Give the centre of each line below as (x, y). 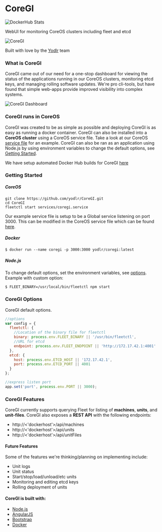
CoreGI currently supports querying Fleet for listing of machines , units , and (81, 410)
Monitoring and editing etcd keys (45, 482)
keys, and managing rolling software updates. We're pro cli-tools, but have (80, 84)
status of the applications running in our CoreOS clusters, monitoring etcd (79, 79)
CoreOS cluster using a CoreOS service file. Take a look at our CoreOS (76, 138)
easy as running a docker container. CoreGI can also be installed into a (76, 132)
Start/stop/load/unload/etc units (44, 477)
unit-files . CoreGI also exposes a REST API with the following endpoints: (78, 415)
